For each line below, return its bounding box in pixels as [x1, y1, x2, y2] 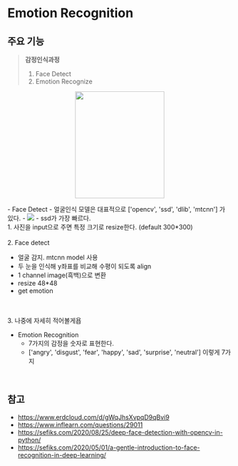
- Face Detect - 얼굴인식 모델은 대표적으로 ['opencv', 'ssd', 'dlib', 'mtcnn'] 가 [7, 205, 226, 213]
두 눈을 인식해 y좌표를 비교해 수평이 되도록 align [17, 262, 152, 270]
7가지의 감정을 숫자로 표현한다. [28, 339, 114, 347]
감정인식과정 [24, 56, 61, 63]
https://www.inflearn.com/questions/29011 [17, 420, 143, 429]
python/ [17, 435, 41, 444]
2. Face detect [7, 239, 50, 247]
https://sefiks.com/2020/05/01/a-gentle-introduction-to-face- [17, 443, 200, 452]
